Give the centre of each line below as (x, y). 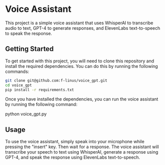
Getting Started (29, 49)
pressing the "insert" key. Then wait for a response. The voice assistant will (82, 147)
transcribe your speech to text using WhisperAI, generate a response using (82, 152)
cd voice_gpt (19, 85)
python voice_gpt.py (26, 114)
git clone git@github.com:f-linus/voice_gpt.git (56, 80)
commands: (17, 71)
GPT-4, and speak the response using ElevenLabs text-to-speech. (73, 158)
